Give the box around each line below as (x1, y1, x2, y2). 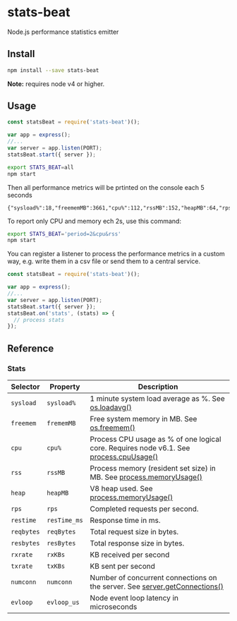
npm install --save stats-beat (7, 66, 99, 74)
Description (138, 382, 178, 392)
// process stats (13, 316, 65, 323)
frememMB (47, 419, 76, 427)
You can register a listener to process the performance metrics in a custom (7, 250, 226, 258)
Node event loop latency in (90, 593, 178, 603)
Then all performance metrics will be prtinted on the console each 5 (7, 183, 205, 191)
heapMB (47, 489, 69, 497)
